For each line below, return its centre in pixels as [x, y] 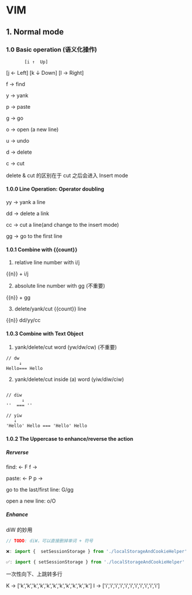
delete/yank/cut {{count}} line [50, 309]
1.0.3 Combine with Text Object [45, 333]
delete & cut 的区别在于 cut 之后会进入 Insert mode [67, 175]
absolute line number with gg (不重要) [60, 286]
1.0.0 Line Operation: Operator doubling [55, 189]
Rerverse [18, 452]
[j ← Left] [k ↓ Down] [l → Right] [45, 72]
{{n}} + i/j [18, 274]
